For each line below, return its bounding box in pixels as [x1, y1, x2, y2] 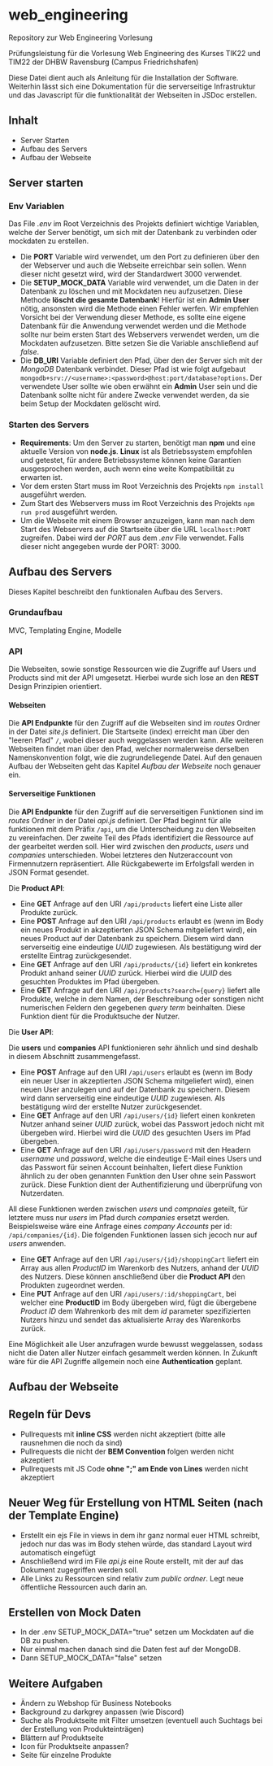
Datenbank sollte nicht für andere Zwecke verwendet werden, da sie [19, 390, 249, 400]
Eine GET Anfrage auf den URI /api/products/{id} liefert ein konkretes [19, 959, 258, 969]
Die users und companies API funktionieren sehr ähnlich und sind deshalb [8, 1043, 258, 1053]
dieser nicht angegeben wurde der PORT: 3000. [19, 541, 181, 551]
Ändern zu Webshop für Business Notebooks [19, 1698, 172, 1708]
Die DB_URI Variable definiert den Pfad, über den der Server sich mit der [19, 355, 262, 365]
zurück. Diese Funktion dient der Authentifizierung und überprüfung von [19, 1180, 262, 1189]
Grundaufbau [8, 607, 63, 618]
